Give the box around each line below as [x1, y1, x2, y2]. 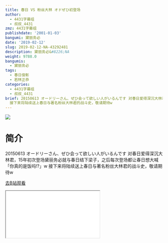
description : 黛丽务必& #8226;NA [5, 49, 70, 54]
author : [5, 12, 21, 17]
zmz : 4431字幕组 [5, 26, 37, 31]
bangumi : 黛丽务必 [5, 36, 41, 41]
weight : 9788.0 [5, 54, 37, 59]
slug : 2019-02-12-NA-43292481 [5, 45, 68, 50]
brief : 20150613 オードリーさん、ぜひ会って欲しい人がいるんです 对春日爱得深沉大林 [5, 96, 162, 101]
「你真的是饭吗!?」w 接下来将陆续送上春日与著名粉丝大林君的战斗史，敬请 [5, 163, 158, 169]
